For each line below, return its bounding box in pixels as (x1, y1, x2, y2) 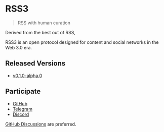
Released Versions (5, 59, 66, 68)
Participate (5, 87, 41, 96)
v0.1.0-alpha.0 (12, 73, 43, 79)
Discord (12, 111, 29, 117)
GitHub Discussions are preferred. (5, 121, 76, 127)
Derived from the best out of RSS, (5, 29, 76, 35)
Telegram (12, 106, 33, 112)
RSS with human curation (17, 20, 71, 26)
